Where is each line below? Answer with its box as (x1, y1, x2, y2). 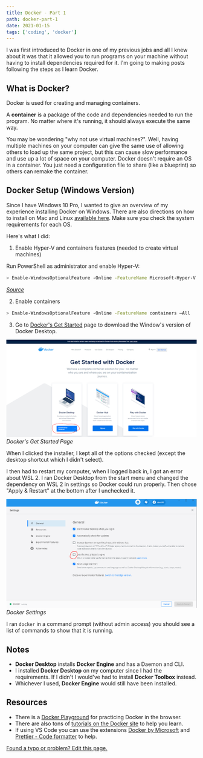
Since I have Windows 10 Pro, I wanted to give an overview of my (6, 201, 169, 208)
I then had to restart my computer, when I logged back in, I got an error (6, 468, 183, 475)
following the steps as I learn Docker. (6, 65, 98, 73)
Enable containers (14, 298, 60, 305)
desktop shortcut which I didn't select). (6, 456, 104, 464)
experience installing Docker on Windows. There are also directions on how (6, 208, 195, 215)
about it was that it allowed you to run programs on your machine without (6, 53, 188, 60)
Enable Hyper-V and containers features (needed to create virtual (14, 244, 178, 251)
